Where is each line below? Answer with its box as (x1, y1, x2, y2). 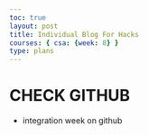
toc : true (9, 13, 47, 22)
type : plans (9, 47, 54, 56)
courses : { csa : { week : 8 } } (9, 38, 119, 48)
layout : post (9, 22, 59, 31)
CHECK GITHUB (9, 85, 131, 106)
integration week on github (22, 115, 123, 126)
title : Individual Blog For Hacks (9, 30, 140, 39)
